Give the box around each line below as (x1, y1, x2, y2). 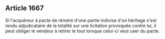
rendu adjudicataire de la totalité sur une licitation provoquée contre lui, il (5, 22, 156, 28)
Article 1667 (5, 4, 44, 12)
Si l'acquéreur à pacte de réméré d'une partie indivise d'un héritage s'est (5, 17, 157, 23)
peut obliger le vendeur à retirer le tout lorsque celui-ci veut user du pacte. (5, 27, 160, 34)
